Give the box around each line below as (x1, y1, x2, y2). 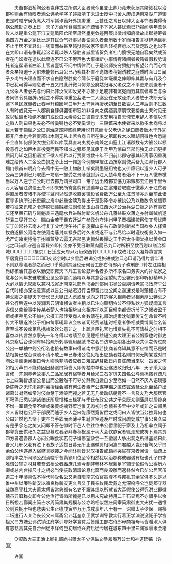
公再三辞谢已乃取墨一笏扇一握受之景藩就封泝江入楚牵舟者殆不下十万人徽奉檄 (5, 172, 167, 177)
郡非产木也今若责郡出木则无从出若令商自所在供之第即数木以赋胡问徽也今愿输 (5, 133, 167, 139)
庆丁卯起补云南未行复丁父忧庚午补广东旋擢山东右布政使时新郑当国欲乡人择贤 (5, 223, 167, 229)
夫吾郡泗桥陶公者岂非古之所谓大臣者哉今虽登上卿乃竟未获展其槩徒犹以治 (14, 5, 167, 10)
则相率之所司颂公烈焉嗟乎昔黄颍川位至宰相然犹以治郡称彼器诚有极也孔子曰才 (5, 454, 167, 460)
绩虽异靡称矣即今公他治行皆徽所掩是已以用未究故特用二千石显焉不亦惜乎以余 (5, 493, 167, 499)
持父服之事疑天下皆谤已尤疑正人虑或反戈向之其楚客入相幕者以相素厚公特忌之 (5, 294, 167, 300)
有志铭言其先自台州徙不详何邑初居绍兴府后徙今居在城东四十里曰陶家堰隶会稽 (5, 525, 167, 531)
